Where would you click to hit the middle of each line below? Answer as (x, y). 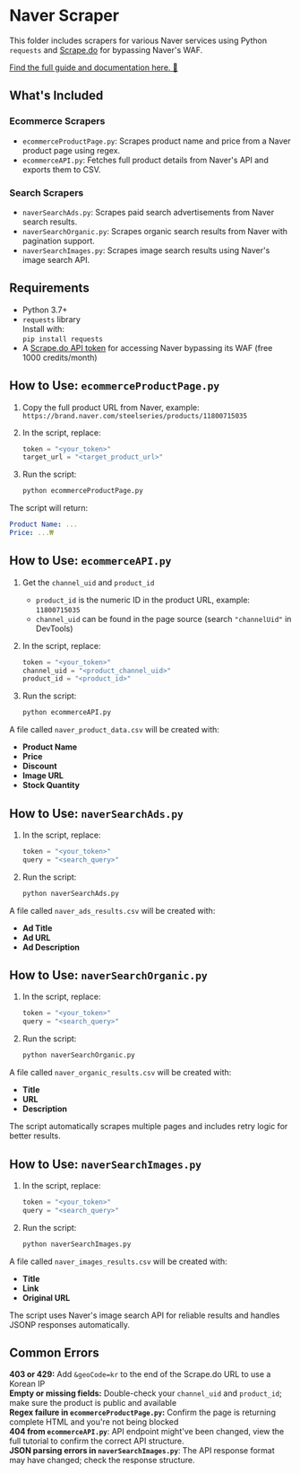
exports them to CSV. (61, 169)
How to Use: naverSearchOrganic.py (108, 975)
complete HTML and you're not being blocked (94, 1422)
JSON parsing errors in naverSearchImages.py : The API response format (142, 1451)
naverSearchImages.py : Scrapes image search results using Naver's (146, 250)
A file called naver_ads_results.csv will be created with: (112, 910)
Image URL (43, 776)
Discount (39, 766)
